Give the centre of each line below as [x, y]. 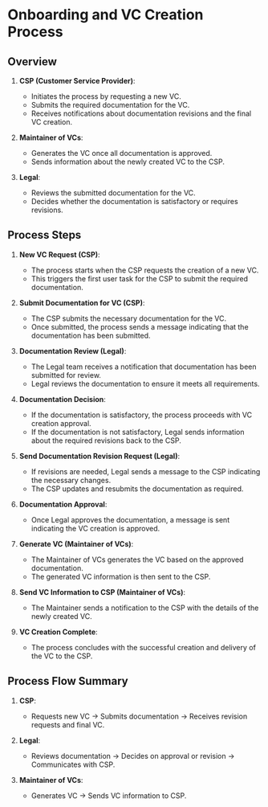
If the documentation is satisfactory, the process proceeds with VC [142, 415]
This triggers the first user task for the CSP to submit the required [139, 278]
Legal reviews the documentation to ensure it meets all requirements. [145, 383]
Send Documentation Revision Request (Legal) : [99, 456]
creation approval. [61, 423]
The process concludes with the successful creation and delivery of [143, 647]
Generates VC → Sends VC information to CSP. [109, 795]
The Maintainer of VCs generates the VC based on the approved [137, 559]
